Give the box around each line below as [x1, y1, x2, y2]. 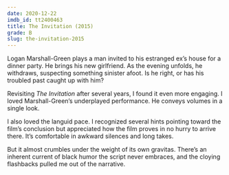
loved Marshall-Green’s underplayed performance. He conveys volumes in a [7, 97, 223, 105]
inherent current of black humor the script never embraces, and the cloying [7, 152, 221, 161]
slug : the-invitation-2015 [7, 36, 85, 43]
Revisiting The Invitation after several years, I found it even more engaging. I [7, 90, 223, 98]
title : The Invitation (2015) [7, 23, 94, 30]
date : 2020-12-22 [7, 10, 57, 17]
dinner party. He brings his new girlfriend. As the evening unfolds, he [7, 62, 203, 70]
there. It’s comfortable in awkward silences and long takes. [7, 132, 174, 141]
